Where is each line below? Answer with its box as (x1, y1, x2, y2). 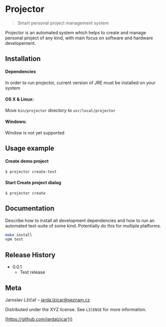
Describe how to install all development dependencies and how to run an (5, 218, 155, 223)
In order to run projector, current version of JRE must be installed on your (5, 80, 156, 86)
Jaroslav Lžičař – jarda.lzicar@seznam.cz (5, 297, 90, 303)
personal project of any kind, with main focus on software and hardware (5, 35, 153, 41)
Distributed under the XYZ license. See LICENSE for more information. (5, 306, 147, 312)
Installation (5, 55, 41, 63)
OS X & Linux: (5, 96, 34, 103)
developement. (5, 40, 36, 46)
